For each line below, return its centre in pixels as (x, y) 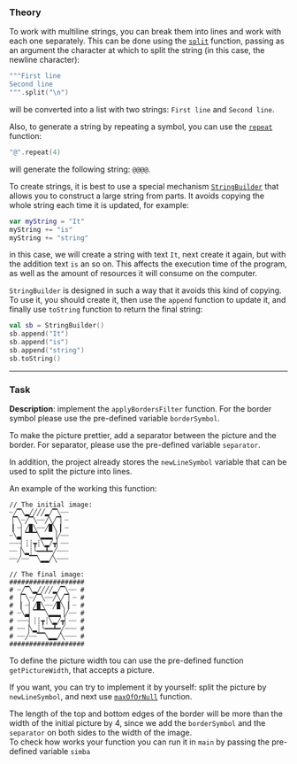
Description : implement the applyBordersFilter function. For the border (141, 409)
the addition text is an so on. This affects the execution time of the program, (148, 264)
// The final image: (47, 575)
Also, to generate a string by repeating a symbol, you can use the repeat (141, 127)
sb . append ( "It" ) (39, 334)
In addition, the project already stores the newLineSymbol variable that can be (148, 462)
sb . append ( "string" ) (47, 351)
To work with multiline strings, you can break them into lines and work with (145, 32)
